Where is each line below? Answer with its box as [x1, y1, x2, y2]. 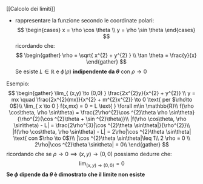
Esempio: [6, 80, 30, 87]
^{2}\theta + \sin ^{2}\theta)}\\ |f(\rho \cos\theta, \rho [54, 115, 187, 122]
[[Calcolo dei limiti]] [6, 5, 56, 12]
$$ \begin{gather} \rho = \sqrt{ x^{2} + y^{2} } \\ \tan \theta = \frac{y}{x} [16, 51, 197, 59]
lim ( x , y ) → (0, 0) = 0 [78, 160, 125, 168]
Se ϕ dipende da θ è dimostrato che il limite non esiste [6, 171, 145, 178]
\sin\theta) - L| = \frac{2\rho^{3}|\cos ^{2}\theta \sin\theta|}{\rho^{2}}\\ [13, 122, 190, 129]
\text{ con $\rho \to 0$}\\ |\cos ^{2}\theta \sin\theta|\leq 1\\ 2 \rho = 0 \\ [13, 134, 191, 142]
